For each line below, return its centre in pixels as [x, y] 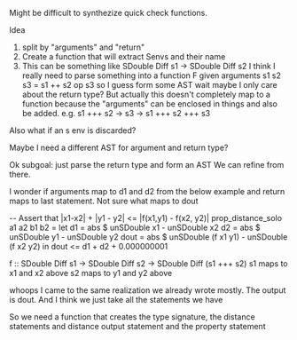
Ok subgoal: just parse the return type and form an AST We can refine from [147, 165]
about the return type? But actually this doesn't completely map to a [146, 94]
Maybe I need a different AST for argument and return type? [119, 147]
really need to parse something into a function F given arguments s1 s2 [151, 75]
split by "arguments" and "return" [83, 47]
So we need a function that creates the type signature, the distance [132, 317]
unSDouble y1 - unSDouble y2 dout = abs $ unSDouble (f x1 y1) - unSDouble [148, 237]
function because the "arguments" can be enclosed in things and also [149, 104]
